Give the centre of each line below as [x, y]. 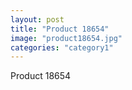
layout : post [37, 19]
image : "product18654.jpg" [66, 38]
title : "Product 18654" [60, 29]
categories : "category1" [62, 47]
